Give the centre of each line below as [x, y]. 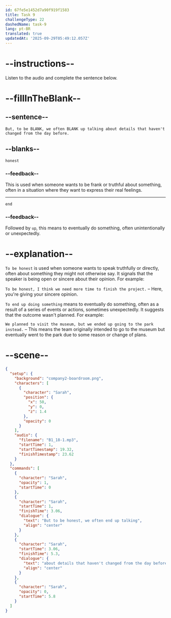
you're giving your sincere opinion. [42, 294]
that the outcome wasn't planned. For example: [55, 315]
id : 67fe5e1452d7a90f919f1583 [37, 10]
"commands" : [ [25, 469]
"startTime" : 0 [35, 487]
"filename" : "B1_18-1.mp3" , [49, 440]
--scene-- [27, 355]
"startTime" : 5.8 [37, 597]
